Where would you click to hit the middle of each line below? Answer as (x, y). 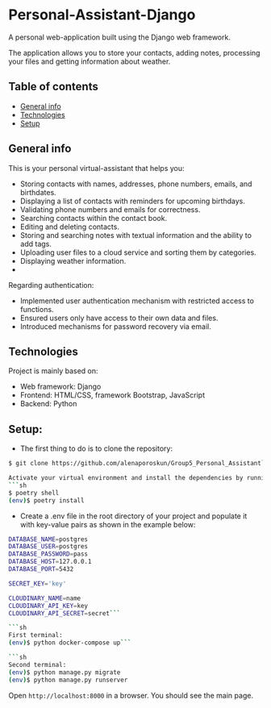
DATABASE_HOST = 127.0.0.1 (50, 562)
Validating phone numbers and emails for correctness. (110, 209)
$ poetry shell (34, 493)
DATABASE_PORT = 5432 (41, 569)
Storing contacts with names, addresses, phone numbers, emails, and (136, 184)
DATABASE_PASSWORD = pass (48, 554)
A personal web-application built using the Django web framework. (120, 37)
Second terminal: (38, 664)
